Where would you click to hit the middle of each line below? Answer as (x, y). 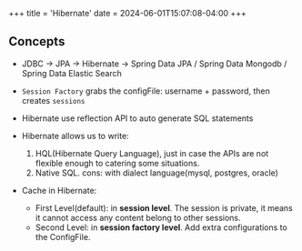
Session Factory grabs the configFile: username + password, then (146, 91)
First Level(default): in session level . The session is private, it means (164, 207)
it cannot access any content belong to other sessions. (138, 217)
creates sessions (53, 100)
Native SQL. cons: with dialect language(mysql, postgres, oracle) (157, 173)
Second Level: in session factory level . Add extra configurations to (161, 227)
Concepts (37, 41)
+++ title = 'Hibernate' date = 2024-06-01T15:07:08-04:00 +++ (128, 13)
